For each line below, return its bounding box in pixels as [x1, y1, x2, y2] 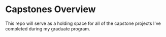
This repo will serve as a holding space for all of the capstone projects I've [5, 20, 161, 26]
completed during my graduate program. [5, 25, 90, 31]
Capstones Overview [5, 4, 96, 15]
